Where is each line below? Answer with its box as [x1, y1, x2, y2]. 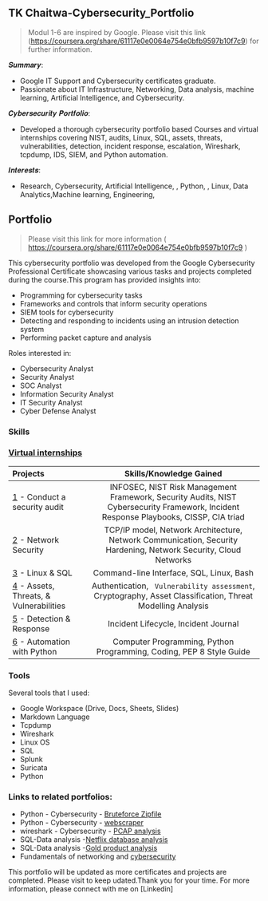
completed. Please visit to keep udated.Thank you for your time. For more [8, 875, 250, 885]
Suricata [19, 763, 48, 773]
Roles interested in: [8, 348, 72, 358]
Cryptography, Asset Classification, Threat [93, 590, 254, 601]
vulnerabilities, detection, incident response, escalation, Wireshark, [19, 141, 241, 151]
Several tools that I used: [8, 688, 90, 697]
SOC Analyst [19, 381, 62, 390]
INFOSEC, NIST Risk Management [109, 481, 237, 492]
